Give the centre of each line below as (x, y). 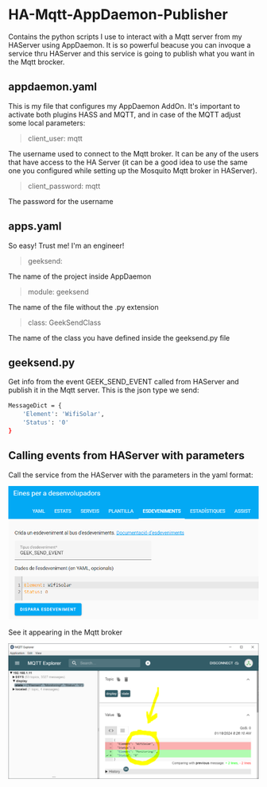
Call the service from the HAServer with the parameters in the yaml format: (131, 475)
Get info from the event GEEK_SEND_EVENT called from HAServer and (124, 382)
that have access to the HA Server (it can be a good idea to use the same (128, 162)
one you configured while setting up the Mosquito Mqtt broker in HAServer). (133, 170)
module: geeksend (58, 291)
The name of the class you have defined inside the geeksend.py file (119, 338)
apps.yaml (35, 227)
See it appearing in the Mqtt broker (66, 632)
